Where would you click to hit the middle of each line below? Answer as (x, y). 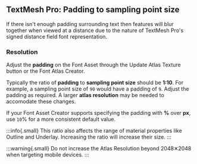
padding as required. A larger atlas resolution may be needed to (85, 95)
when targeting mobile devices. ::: (48, 155)
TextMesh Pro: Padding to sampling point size (93, 10)
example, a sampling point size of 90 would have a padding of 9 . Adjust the (98, 89)
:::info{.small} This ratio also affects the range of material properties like (94, 131)
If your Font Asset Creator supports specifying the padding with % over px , (98, 113)
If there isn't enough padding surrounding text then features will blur (90, 24)
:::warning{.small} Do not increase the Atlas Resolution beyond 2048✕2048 (99, 149)
